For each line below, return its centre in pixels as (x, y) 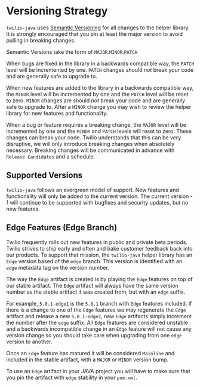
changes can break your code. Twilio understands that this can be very (94, 137)
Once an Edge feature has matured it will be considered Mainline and (90, 353)
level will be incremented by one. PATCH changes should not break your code (100, 69)
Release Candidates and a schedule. (51, 156)
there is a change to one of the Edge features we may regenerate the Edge (96, 310)
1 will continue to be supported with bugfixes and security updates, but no (97, 202)
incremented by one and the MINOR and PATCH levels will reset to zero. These (99, 131)
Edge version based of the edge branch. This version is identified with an (94, 261)
